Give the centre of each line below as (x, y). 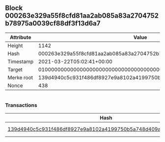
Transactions (21, 105)
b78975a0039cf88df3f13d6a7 (53, 23)
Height (15, 45)
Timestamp (21, 61)
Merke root (20, 77)
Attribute (20, 37)
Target (15, 69)
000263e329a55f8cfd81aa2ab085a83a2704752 (82, 16)
